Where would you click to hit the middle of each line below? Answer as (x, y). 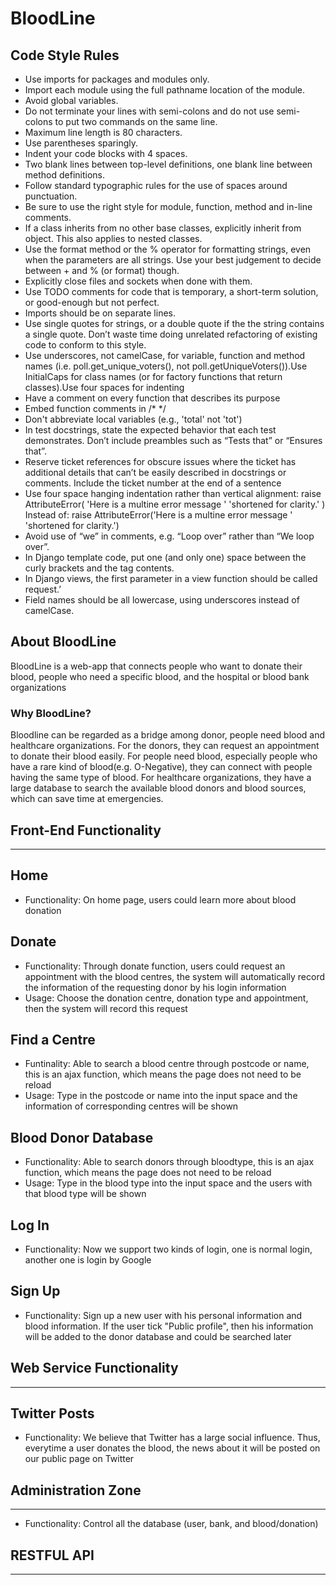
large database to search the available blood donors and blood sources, (158, 788)
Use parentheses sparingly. (81, 143)
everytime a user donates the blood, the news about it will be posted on (172, 1448)
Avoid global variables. (71, 100)
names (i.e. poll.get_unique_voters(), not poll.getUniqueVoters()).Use (166, 366)
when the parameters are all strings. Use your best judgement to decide (173, 260)
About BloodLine (63, 642)
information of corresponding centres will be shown (131, 1106)
